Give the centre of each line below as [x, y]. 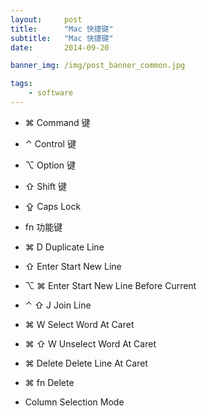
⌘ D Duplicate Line [64, 247]
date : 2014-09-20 [60, 47]
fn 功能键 [43, 227]
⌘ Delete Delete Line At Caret [86, 363]
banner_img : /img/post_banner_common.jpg [98, 66]
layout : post [46, 19]
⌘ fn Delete [49, 382]
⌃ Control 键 [50, 143]
